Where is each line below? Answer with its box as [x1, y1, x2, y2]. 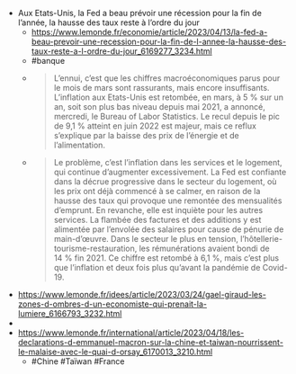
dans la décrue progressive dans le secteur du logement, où [53, 176, 277, 187]
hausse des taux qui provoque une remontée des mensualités [53, 195, 283, 206]
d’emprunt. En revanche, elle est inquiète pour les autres [53, 205, 264, 215]
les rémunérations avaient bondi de [139, 243, 270, 254]
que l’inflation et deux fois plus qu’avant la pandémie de [53, 263, 261, 272]
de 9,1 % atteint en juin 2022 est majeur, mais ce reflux [53, 120, 256, 131]
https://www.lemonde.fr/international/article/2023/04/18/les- [17, 327, 245, 338]
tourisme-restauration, [53, 243, 138, 254]
